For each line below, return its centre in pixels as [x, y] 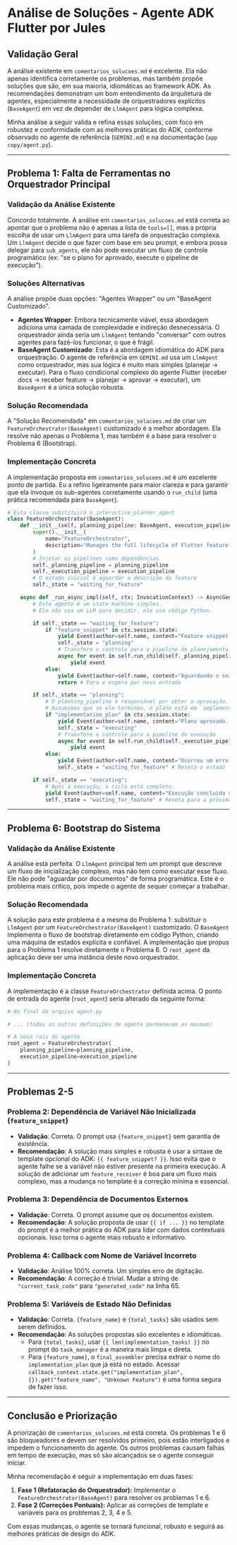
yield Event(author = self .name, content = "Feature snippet [143, 637]
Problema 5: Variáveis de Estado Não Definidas [89, 1304]
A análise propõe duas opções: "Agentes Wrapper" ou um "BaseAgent [109, 299]
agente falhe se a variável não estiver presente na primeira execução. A [122, 1166]
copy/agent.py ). [30, 145]
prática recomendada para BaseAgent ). [63, 500]
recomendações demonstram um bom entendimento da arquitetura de [109, 94]
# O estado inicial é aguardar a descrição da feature [115, 578]
